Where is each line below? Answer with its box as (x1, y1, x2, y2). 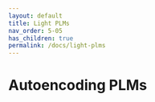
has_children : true (8, 34, 74, 43)
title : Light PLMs (8, 19, 70, 27)
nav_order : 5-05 (8, 27, 63, 35)
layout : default (8, 11, 63, 20)
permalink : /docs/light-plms (8, 42, 106, 50)
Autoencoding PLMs (8, 76, 147, 95)
